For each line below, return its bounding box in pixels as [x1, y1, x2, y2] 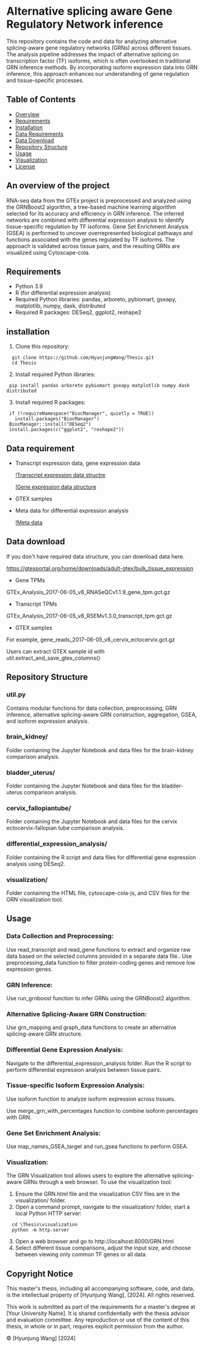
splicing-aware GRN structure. [6, 1030, 83, 1037]
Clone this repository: [15, 343, 70, 350]
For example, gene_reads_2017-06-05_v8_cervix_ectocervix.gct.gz [6, 636, 175, 643]
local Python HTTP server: [15, 1210, 82, 1217]
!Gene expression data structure [15, 483, 97, 491]
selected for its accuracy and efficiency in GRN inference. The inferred [6, 209, 184, 217]
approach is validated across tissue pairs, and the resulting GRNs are [6, 242, 180, 249]
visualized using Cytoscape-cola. [6, 249, 90, 256]
